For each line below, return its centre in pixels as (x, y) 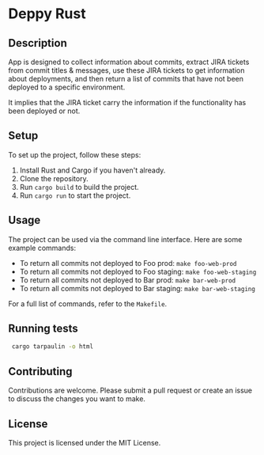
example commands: (42, 248)
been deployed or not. (44, 111)
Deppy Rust (47, 14)
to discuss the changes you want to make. (77, 399)
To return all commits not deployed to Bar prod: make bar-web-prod (128, 280)
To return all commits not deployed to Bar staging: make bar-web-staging (137, 288)
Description (38, 43)
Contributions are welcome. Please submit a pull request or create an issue (130, 391)
